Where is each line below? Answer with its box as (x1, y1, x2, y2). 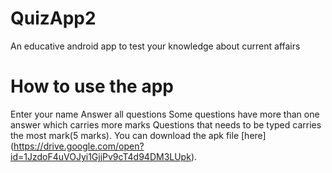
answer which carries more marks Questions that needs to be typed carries (10, 118, 322, 131)
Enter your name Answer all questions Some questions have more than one (10, 108, 320, 120)
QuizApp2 (10, 7, 97, 30)
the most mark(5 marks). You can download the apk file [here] (10, 129, 267, 141)
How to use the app (10, 75, 174, 98)
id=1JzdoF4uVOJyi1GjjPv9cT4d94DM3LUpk (10, 150, 192, 162)
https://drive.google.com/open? (13, 140, 145, 152)
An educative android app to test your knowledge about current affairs (10, 40, 301, 52)
